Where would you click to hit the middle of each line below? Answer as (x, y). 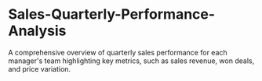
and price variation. (40, 69)
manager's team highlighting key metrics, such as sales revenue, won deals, (131, 61)
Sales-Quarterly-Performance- (112, 14)
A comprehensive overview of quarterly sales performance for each (118, 52)
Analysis (37, 31)
